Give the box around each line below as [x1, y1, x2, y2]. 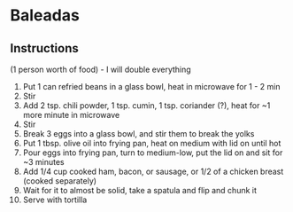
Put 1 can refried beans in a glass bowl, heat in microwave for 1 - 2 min [22, 82, 281, 91]
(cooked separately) [22, 176, 96, 186]
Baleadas [10, 5, 81, 26]
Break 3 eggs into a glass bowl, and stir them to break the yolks [22, 129, 255, 138]
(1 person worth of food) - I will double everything [10, 64, 191, 75]
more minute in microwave [22, 110, 120, 120]
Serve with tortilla [22, 194, 88, 205]
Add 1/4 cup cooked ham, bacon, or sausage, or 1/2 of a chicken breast [22, 166, 284, 177]
